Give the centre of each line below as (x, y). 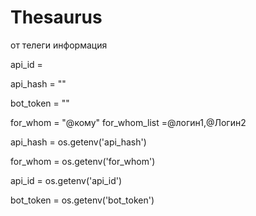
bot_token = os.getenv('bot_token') (82, 200)
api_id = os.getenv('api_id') (66, 180)
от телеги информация (59, 45)
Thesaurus (56, 17)
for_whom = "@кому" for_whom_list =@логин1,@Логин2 (128, 122)
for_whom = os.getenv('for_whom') (83, 161)
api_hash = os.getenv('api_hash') (78, 142)
